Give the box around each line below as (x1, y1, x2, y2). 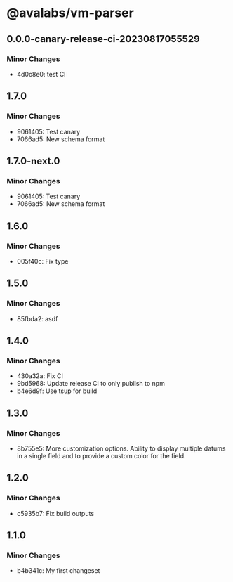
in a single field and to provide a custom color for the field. (16, 452, 186, 460)
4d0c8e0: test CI (16, 70, 66, 78)
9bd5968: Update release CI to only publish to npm (16, 380, 166, 388)
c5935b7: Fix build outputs (16, 509, 95, 517)
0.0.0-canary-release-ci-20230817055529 (6, 33, 201, 45)
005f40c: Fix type (16, 257, 69, 265)
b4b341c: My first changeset (16, 567, 100, 575)
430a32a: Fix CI (16, 372, 64, 380)
